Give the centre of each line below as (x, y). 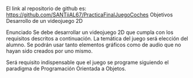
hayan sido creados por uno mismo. (49, 51)
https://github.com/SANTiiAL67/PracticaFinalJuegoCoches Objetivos (89, 15)
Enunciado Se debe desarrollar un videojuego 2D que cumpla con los (90, 32)
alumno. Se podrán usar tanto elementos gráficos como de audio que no (94, 45)
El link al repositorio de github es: (46, 9)
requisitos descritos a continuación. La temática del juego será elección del (97, 38)
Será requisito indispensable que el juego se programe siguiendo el (87, 62)
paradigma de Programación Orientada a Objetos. (66, 69)
